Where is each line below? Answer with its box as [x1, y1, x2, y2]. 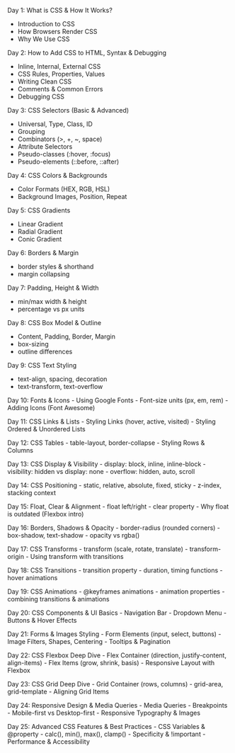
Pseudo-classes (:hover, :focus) [17, 150, 111, 158]
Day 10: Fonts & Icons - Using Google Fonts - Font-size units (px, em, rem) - [7, 396, 229, 404]
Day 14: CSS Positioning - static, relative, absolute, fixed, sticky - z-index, [7, 481, 222, 489]
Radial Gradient [17, 227, 63, 236]
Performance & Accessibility [7, 737, 91, 746]
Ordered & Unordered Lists [7, 425, 86, 433]
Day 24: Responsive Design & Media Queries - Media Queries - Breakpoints [7, 701, 228, 709]
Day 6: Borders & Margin [7, 249, 79, 257]
